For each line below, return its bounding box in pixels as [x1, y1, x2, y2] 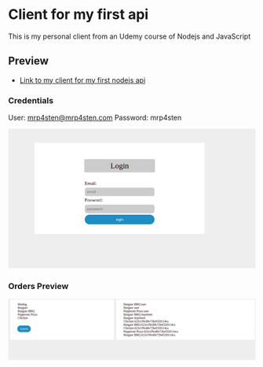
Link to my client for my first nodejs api [19, 75, 146, 84]
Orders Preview [8, 280, 69, 291]
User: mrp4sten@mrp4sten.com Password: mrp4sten [8, 113, 182, 123]
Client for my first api [8, 6, 149, 24]
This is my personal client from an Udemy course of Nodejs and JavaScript [8, 32, 251, 41]
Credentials [8, 95, 53, 106]
